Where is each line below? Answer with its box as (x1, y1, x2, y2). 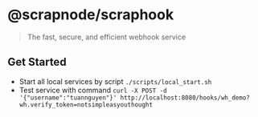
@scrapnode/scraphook (7, 6, 174, 24)
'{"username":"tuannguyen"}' (18, 94, 117, 102)
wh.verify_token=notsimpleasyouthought (18, 100, 154, 109)
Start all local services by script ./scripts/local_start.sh (18, 76, 212, 86)
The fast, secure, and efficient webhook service (27, 32, 186, 42)
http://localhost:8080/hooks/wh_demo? (120, 94, 250, 102)
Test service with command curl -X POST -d (18, 85, 167, 95)
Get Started (7, 55, 67, 69)
